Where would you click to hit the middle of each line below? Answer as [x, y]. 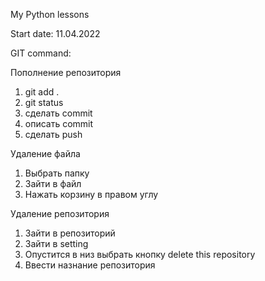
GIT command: [41, 53]
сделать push [53, 134]
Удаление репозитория [60, 213]
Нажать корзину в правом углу [91, 194]
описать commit [59, 123]
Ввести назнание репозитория [90, 265]
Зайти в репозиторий [70, 233]
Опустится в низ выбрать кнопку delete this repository [140, 254]
